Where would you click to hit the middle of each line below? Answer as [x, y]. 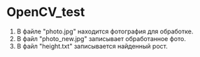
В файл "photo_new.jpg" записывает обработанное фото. [101, 38]
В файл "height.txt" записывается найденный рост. [92, 46]
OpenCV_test [46, 12]
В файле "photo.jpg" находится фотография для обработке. [105, 31]
